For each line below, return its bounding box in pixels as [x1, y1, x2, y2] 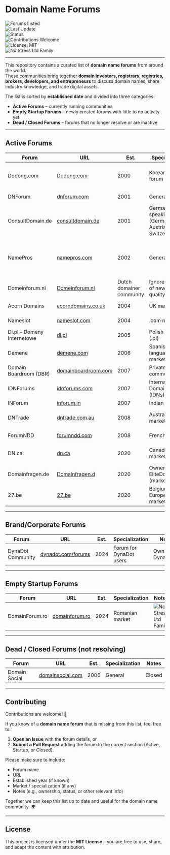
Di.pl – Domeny [8, 328, 44, 335]
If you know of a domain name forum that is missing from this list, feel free [5, 721, 161, 727]
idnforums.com [56, 385, 93, 392]
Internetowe [8, 334, 36, 341]
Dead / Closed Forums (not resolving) [5, 645, 126, 653]
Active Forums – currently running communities [12, 103, 113, 109]
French [149, 432, 166, 439]
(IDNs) [149, 391, 165, 398]
